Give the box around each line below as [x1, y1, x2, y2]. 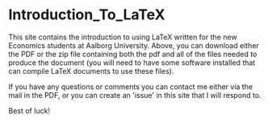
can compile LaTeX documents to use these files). [8, 66, 174, 75]
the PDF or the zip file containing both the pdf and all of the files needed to [8, 49, 258, 59]
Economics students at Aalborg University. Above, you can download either [8, 40, 260, 50]
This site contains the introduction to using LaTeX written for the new [8, 32, 237, 42]
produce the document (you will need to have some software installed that [8, 58, 256, 67]
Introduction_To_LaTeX [8, 6, 165, 24]
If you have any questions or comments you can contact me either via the [8, 82, 253, 91]
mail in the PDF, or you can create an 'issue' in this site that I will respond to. [8, 90, 262, 100]
